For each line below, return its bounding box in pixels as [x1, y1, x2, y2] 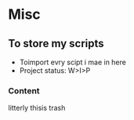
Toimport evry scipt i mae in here [19, 57, 127, 67]
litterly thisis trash [8, 104, 66, 113]
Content [8, 85, 41, 96]
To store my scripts [8, 37, 104, 50]
